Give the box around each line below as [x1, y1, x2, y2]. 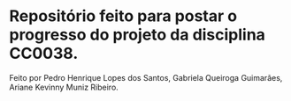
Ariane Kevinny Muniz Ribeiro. [9, 82, 119, 92]
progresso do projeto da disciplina [9, 25, 265, 45]
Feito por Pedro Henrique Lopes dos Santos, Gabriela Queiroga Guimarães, [9, 72, 283, 83]
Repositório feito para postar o [9, 6, 237, 26]
